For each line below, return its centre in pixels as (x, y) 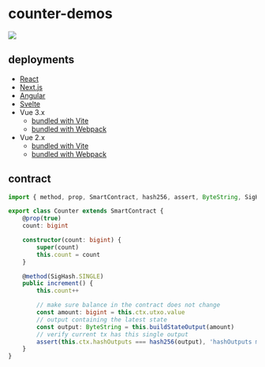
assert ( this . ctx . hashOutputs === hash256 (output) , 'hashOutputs (144, 342)
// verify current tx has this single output (113, 334)
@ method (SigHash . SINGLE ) (63, 276)
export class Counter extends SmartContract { (86, 211)
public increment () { (58, 284)
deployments (41, 60)
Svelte (30, 104)
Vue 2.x (32, 137)
